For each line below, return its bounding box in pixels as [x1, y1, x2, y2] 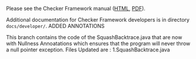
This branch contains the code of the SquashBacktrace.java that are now [6, 34, 183, 40]
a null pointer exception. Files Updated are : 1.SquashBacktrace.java [6, 46, 170, 53]
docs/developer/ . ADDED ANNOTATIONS [6, 23, 105, 29]
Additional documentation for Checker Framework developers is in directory [6, 16, 190, 23]
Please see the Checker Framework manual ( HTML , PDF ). [6, 5, 146, 12]
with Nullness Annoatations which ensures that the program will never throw [6, 40, 191, 47]
